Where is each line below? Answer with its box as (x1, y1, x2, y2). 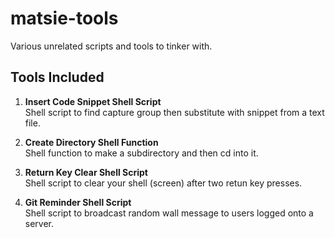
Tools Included (10, 69, 105, 86)
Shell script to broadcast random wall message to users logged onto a (24, 207, 314, 219)
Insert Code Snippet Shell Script (24, 95, 162, 107)
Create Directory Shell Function (24, 136, 159, 148)
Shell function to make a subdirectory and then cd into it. (24, 147, 259, 159)
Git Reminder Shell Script (24, 196, 132, 208)
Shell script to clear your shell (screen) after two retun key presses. (24, 177, 303, 189)
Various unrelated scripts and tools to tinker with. (10, 40, 213, 52)
